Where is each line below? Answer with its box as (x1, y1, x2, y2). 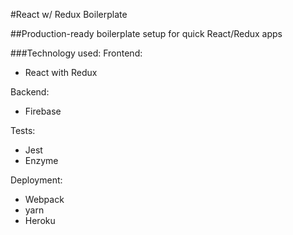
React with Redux (24, 67, 98, 78)
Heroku (24, 215, 56, 226)
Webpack (24, 194, 65, 205)
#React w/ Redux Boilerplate (10, 9, 128, 20)
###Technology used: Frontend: (10, 47, 143, 59)
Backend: (10, 86, 50, 98)
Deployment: (10, 174, 63, 186)
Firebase (24, 105, 62, 117)
